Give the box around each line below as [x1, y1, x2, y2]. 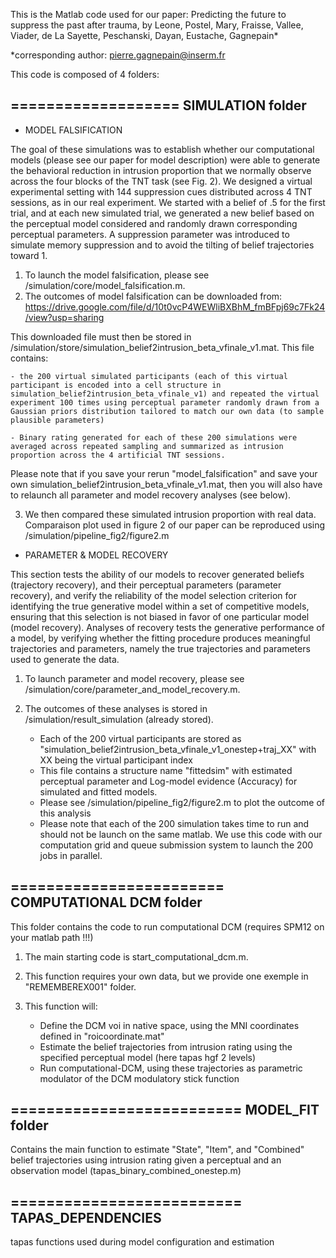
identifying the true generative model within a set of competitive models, [10, 600, 310, 612]
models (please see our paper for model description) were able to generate [10, 154, 321, 166]
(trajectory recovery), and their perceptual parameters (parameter [10, 579, 282, 591]
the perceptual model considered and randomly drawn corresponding [10, 217, 298, 229]
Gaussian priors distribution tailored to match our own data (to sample [10, 406, 325, 416]
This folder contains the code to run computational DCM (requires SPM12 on [10, 920, 325, 933]
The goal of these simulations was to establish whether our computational [10, 143, 315, 155]
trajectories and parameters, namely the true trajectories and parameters [10, 642, 311, 654]
